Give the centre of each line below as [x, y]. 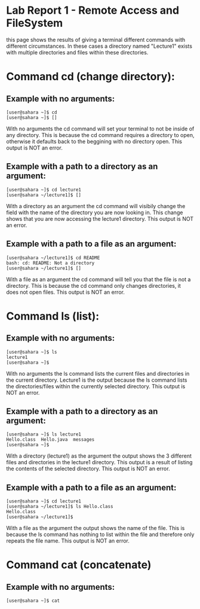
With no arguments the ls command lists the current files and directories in [98, 373]
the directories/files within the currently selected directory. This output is [96, 386]
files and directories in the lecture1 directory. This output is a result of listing [99, 462]
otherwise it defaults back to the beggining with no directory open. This [94, 141]
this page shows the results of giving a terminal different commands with [96, 39]
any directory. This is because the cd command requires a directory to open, [100, 135]
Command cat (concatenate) [79, 565]
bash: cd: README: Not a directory [50, 263]
